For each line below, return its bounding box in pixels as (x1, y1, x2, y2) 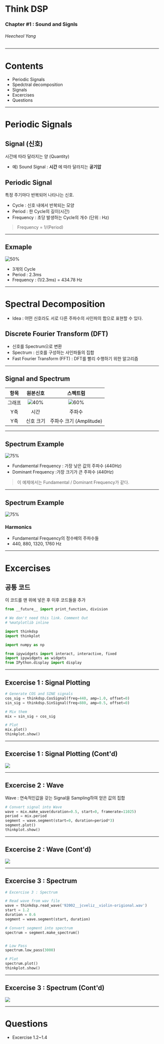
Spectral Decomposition (5, 299, 105, 310)
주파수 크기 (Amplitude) (50, 418, 102, 425)
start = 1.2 (5, 908, 29, 913)
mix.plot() (5, 727, 27, 732)
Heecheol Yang (5, 33, 36, 39)
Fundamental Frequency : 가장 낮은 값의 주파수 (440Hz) (12, 463, 122, 469)
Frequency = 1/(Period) (17, 224, 63, 230)
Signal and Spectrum (5, 375, 70, 383)
